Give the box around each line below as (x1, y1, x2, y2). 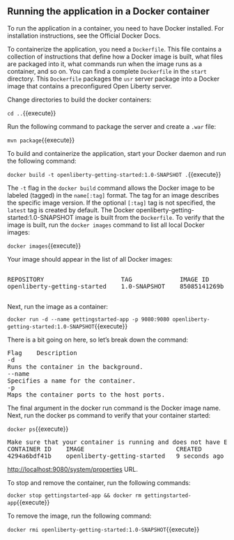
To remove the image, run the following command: (7, 511, 152, 520)
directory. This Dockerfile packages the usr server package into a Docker (7, 74, 220, 83)
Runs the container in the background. (7, 363, 143, 371)
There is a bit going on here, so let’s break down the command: (7, 335, 189, 344)
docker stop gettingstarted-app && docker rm (7, 492, 141, 499)
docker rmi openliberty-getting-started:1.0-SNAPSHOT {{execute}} (7, 525, 200, 533)
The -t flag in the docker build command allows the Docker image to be (7, 184, 215, 192)
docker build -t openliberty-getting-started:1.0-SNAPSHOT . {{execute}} (7, 170, 221, 178)
